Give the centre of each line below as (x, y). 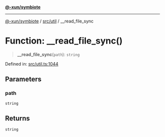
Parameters (23, 80)
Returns (18, 119)
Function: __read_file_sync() (64, 41)
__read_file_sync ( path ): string (48, 54)
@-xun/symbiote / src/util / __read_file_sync (49, 21)
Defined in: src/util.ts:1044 (32, 64)
